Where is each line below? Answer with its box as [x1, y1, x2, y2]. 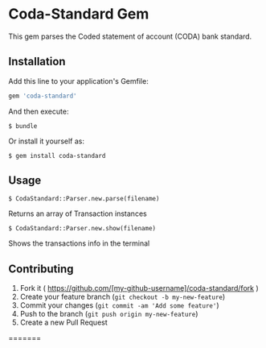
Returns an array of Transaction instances [8, 209, 147, 218]
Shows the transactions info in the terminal [8, 238, 150, 248]
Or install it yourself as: [8, 136, 84, 146]
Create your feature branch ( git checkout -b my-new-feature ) [19, 292, 226, 302]
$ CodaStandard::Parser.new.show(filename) [8, 225, 157, 233]
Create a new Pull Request [19, 317, 108, 327]
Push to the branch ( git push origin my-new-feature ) [19, 309, 198, 319]
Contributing [8, 262, 74, 275]
